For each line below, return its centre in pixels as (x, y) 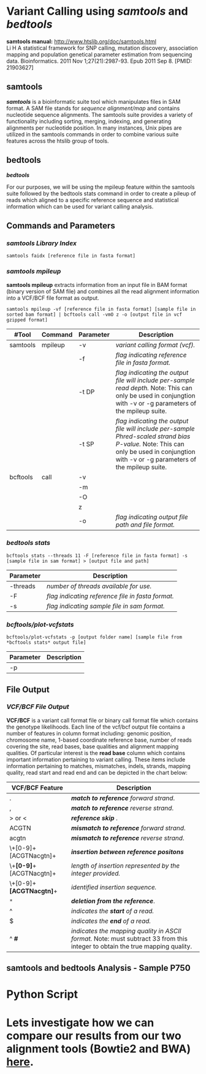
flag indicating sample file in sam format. (106, 606)
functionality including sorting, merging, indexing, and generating (89, 121)
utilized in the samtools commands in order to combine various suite (93, 134)
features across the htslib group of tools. (58, 141)
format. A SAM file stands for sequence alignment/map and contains (93, 108)
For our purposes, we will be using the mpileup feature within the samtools (101, 187)
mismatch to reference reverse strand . (128, 838)
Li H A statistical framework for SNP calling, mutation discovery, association (102, 48)
